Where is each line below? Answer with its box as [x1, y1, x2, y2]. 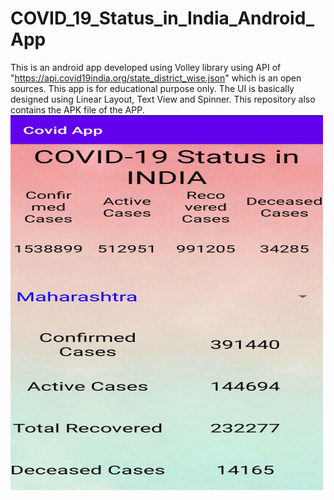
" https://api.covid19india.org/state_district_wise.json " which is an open [10, 72, 302, 84]
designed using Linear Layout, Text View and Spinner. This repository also [10, 93, 316, 105]
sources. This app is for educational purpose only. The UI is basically [10, 82, 295, 94]
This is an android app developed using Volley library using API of [10, 61, 282, 73]
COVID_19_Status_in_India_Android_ [10, 7, 315, 30]
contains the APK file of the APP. [10, 103, 145, 116]
